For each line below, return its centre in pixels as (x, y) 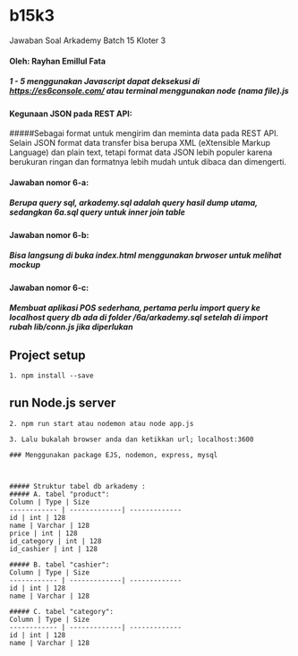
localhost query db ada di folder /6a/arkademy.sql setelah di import (139, 318)
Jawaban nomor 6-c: (49, 287)
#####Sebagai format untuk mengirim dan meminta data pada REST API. (144, 133)
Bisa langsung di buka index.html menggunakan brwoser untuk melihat (145, 255)
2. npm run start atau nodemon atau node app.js (102, 423)
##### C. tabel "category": (62, 611)
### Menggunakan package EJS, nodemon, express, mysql (114, 455)
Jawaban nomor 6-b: (49, 234)
